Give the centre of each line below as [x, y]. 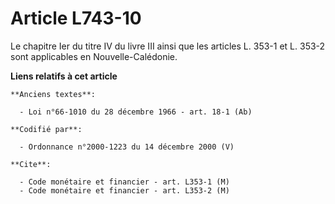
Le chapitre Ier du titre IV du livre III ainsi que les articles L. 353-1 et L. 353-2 [168, 46]
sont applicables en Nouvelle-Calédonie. [94, 56]
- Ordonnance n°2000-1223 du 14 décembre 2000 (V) [127, 147]
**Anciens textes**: [53, 94]
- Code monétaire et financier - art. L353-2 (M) [124, 190]
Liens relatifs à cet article [64, 76]
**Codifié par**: [46, 129]
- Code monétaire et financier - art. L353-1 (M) [124, 182]
